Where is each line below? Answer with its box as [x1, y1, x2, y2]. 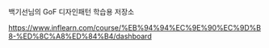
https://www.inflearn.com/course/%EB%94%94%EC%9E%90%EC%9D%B [8, 23, 261, 32]
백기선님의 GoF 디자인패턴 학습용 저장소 [8, 7, 135, 16]
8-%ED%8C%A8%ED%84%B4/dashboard [8, 31, 152, 41]
